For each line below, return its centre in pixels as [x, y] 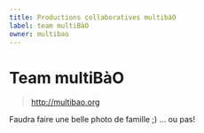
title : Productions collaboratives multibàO [93, 17]
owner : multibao [39, 34]
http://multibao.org [65, 102]
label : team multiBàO [49, 26]
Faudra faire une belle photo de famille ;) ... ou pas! [102, 120]
